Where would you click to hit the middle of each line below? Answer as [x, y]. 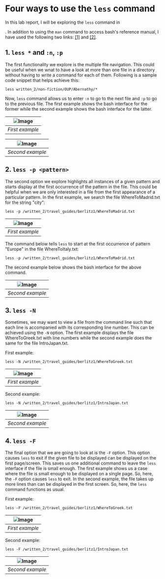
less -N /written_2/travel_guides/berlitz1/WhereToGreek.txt [69, 362]
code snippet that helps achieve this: [42, 80]
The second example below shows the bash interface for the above [73, 267]
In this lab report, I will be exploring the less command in [63, 22]
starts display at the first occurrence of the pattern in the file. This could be [81, 187]
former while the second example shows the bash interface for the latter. [79, 109]
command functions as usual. [35, 490]
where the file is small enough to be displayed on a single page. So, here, [79, 474]
